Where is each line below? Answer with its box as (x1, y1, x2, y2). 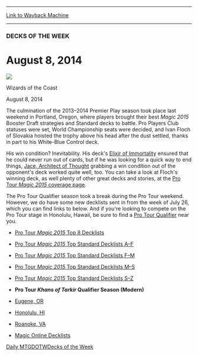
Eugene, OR (14, 297, 44, 304)
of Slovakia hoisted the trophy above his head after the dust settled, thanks (6, 132, 189, 139)
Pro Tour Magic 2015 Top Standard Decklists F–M (14, 252, 135, 259)
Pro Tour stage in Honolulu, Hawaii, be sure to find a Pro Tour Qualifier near (6, 211, 190, 218)
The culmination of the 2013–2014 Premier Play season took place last (6, 107, 177, 114)
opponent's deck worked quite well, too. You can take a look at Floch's (6, 169, 178, 176)
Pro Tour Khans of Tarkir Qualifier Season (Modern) (14, 286, 144, 293)
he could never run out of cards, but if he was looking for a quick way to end (6, 156, 192, 163)
